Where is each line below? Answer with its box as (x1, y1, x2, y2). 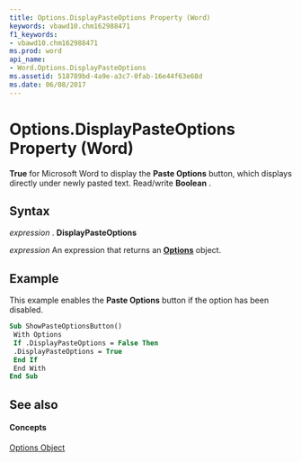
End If (13, 355, 39, 365)
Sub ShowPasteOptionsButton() (9, 322, 123, 331)
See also (9, 397, 58, 412)
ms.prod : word (9, 47, 63, 56)
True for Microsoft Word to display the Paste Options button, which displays (9, 168, 292, 178)
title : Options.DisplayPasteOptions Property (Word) (9, 13, 211, 23)
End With (13, 364, 47, 373)
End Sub (9, 372, 39, 381)
